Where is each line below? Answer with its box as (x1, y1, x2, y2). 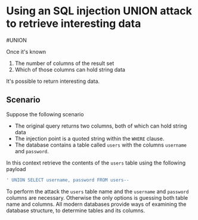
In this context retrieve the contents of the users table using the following (6, 159, 186, 166)
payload (6, 165, 26, 172)
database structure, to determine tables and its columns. (6, 207, 145, 214)
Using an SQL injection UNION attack (6, 4, 193, 18)
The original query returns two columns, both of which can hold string (14, 122, 187, 129)
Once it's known (6, 48, 47, 55)
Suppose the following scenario (6, 110, 84, 117)
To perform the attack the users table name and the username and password (6, 188, 189, 195)
